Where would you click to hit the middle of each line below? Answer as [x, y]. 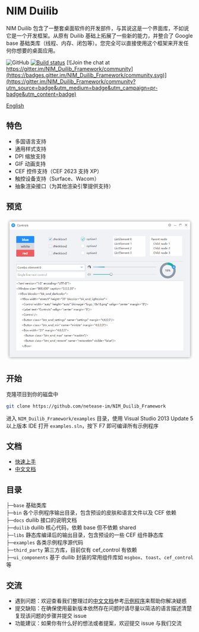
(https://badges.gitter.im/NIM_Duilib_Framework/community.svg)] [86, 75]
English [15, 105]
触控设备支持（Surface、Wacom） [57, 178]
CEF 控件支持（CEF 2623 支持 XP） [59, 171]
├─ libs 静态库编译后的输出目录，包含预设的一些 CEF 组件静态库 [85, 535]
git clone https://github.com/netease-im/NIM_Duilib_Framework [86, 406]
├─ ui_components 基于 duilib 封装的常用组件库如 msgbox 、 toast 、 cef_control [100, 558]
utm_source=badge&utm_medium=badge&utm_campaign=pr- [82, 88]
